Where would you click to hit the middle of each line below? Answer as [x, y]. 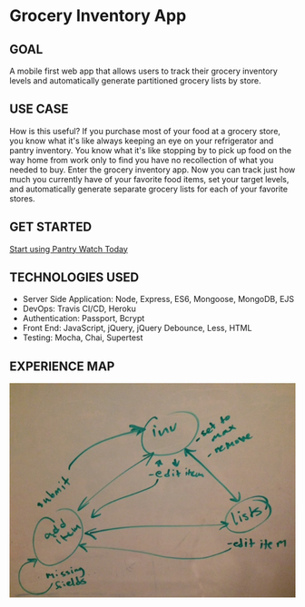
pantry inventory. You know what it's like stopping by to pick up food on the [151, 150]
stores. [22, 198]
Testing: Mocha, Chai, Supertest [83, 338]
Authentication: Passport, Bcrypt [84, 318]
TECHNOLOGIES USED [74, 278]
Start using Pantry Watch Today [69, 249]
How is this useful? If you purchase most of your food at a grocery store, [145, 131]
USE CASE [39, 109]
